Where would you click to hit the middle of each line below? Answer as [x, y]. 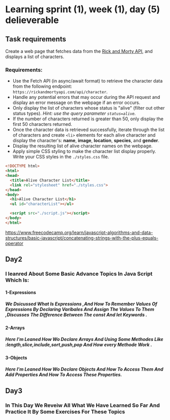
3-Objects [16, 357]
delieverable [32, 20]
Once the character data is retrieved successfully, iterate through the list [89, 130]
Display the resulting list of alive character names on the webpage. [82, 146]
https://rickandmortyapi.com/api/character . [60, 92]
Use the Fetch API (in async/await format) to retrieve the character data [88, 81]
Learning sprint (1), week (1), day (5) [83, 9]
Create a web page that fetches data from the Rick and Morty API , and [79, 51]
